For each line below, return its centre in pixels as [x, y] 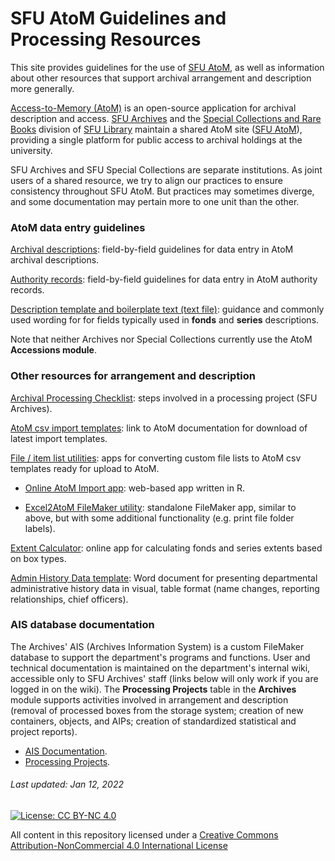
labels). [40, 528]
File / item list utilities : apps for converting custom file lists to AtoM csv [156, 458]
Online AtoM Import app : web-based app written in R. [134, 488]
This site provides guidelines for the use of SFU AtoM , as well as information [167, 67]
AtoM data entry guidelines [78, 227]
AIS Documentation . [66, 751]
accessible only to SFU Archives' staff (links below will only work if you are [164, 678]
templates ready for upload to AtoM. [85, 468]
